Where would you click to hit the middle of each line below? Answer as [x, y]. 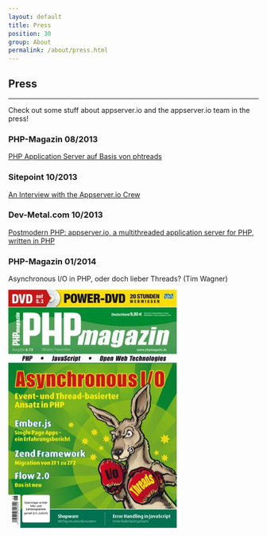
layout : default [35, 17]
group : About [30, 42]
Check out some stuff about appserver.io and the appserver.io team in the [129, 110]
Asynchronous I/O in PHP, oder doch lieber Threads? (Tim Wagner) [118, 279]
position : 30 [30, 33]
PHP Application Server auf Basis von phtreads [85, 157]
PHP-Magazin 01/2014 [52, 261]
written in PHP [32, 241]
